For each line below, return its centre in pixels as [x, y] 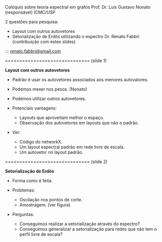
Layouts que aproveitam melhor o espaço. [62, 118]
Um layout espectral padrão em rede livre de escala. [72, 147]
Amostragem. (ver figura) [45, 205]
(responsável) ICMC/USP [30, 12]
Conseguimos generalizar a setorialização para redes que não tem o [88, 229]
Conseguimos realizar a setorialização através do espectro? [80, 224]
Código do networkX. [41, 142]
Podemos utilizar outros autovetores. [49, 98]
